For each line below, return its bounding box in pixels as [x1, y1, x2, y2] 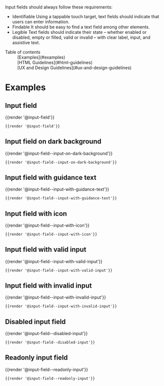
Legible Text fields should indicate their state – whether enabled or [12, 29, 147, 35]
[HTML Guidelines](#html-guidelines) [17, 60, 93, 65]
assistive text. [12, 40, 40, 46]
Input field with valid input [5, 245, 87, 254]
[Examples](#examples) [17, 54, 66, 60]
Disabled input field [5, 317, 66, 326]
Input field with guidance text [5, 173, 97, 182]
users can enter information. [12, 19, 70, 24]
